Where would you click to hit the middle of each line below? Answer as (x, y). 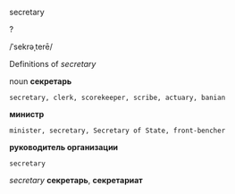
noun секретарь (41, 81)
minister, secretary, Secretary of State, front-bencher (117, 131)
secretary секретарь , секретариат (76, 180)
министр (27, 114)
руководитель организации (64, 147)
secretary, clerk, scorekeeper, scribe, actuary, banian (117, 97)
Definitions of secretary (53, 64)
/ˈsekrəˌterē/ (31, 46)
